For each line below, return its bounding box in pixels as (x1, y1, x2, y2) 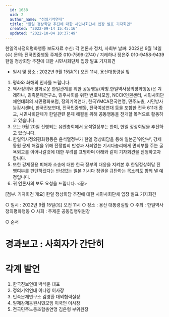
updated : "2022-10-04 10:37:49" (10, 31, 78, 36)
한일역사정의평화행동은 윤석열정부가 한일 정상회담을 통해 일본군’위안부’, (12, 136, 152, 142)
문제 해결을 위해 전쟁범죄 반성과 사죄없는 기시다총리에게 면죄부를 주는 (22, 142, 158, 148)
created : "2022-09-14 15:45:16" (10, 26, 78, 31)
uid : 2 (10, 12, 24, 17)
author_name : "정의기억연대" (10, 17, 65, 22)
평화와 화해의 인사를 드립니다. (12, 79, 71, 85)
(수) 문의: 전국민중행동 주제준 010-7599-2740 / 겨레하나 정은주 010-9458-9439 (5, 51, 164, 58)
